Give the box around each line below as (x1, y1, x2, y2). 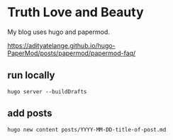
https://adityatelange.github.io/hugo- (7, 41, 116, 49)
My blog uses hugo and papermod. (7, 28, 110, 36)
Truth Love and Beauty (7, 4, 144, 21)
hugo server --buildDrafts (7, 88, 87, 95)
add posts (7, 107, 52, 119)
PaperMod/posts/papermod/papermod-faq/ (7, 49, 136, 57)
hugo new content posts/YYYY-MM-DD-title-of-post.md (7, 126, 167, 133)
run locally (7, 69, 55, 81)
